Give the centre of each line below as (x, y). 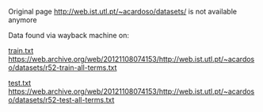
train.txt (21, 50)
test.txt (20, 83)
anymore (23, 20)
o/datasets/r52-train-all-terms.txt (63, 68)
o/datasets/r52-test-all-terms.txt (61, 100)
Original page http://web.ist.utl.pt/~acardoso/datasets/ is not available (123, 12)
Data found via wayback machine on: (69, 35)
